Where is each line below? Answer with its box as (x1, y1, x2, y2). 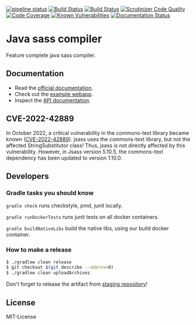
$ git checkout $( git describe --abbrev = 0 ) (6, 265, 114, 270)
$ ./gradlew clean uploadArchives (6, 270, 91, 276)
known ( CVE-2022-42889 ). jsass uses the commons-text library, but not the (6, 136, 191, 143)
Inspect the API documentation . (14, 97, 91, 104)
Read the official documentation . (14, 84, 94, 91)
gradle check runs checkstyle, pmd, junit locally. (6, 202, 123, 209)
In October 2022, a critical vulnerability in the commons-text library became (6, 129, 189, 136)
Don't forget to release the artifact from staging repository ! (6, 280, 148, 287)
